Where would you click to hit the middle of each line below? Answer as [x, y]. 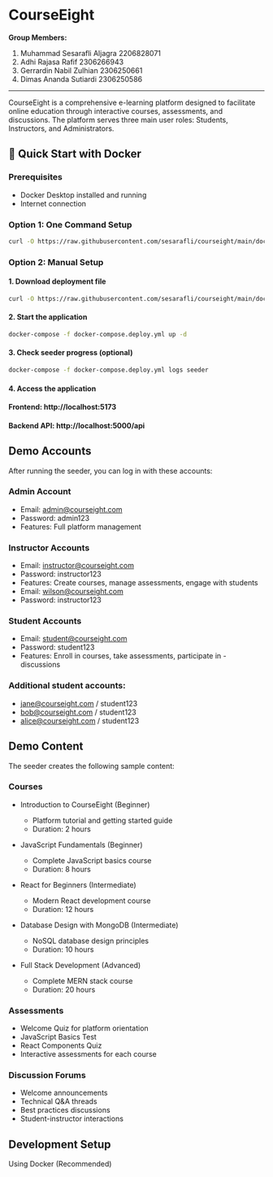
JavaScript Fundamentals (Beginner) [82, 845]
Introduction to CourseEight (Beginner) [85, 804]
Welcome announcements [64, 1093]
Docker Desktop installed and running [83, 195]
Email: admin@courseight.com [71, 509]
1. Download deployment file [57, 281]
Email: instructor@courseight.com [77, 566]
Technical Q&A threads [58, 1101]
